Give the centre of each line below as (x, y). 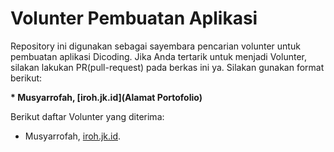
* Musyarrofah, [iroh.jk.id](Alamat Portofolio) (106, 97)
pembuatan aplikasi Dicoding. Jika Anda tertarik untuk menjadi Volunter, (158, 56)
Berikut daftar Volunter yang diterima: (87, 116)
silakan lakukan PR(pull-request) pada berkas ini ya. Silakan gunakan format (167, 67)
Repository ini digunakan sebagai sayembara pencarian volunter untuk (155, 46)
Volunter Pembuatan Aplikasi (134, 18)
